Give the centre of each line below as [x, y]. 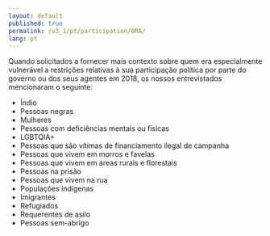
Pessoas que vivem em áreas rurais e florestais [98, 163]
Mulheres [36, 120]
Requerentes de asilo [55, 214]
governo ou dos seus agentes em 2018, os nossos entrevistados [115, 78]
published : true [35, 23]
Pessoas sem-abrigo [54, 223]
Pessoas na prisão [51, 171]
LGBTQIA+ [37, 137]
